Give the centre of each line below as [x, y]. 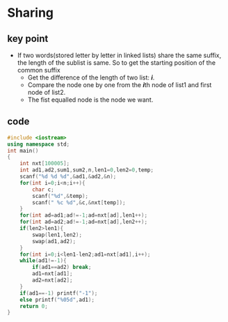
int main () [23, 151]
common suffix [39, 70]
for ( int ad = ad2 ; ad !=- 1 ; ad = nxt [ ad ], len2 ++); [84, 222]
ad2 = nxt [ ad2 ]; [52, 280]
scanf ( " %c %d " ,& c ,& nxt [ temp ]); [79, 202]
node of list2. [47, 92]
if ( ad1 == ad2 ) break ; [62, 267]
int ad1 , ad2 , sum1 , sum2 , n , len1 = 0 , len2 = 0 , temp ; [87, 170]
